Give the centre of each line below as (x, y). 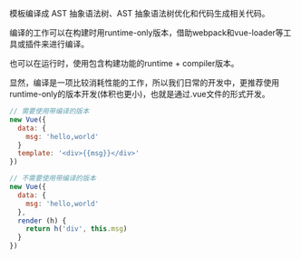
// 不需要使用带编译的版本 (53, 179)
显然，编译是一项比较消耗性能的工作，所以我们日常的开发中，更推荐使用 (144, 83)
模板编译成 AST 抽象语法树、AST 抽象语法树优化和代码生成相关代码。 (140, 13)
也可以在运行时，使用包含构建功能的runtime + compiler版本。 (124, 63)
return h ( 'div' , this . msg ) (77, 229)
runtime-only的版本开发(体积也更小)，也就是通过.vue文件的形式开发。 (140, 94)
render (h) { (42, 221)
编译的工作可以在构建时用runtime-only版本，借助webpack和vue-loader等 (146, 33)
